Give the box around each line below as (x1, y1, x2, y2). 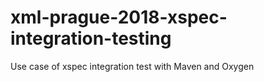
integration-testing (10, 27, 172, 50)
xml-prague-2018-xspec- (10, 6, 228, 29)
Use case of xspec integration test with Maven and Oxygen (10, 60, 255, 72)
